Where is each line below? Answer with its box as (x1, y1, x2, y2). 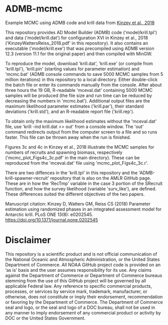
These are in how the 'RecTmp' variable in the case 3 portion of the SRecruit (5, 180, 163, 186)
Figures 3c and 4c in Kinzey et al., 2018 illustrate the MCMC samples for (5, 144, 154, 150)
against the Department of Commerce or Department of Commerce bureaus (5, 272, 162, 278)
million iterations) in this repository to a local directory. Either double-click (5, 76, 158, 82)
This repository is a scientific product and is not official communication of (5, 251, 157, 257)
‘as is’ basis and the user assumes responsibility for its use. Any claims (5, 267, 152, 273)
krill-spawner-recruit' (5, 175, 49, 181)
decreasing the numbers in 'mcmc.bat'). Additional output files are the (5, 97, 150, 103)
